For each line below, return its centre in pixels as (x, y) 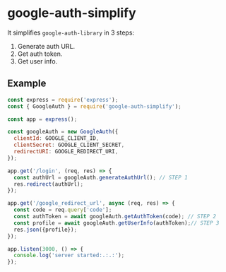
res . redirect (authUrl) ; (48, 184)
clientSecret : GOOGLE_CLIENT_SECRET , (69, 145)
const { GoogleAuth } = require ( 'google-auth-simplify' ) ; (94, 106)
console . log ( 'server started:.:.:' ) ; (69, 256)
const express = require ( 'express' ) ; (63, 100)
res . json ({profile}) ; (46, 230)
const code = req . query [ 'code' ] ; (63, 210)
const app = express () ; (42, 119)
